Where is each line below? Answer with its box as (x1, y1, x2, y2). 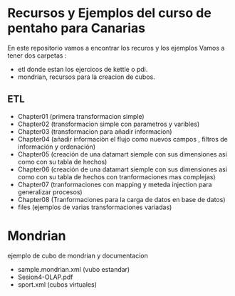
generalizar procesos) (17, 187, 83, 196)
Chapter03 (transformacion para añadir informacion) (17, 127, 172, 136)
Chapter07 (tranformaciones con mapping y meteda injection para (17, 180, 212, 189)
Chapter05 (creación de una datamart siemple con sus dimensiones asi (17, 149, 228, 158)
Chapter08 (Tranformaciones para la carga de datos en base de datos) (17, 195, 226, 203)
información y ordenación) (17, 142, 96, 151)
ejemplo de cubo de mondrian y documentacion (7, 251, 148, 260)
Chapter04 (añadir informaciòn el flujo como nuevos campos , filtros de (17, 134, 228, 143)
